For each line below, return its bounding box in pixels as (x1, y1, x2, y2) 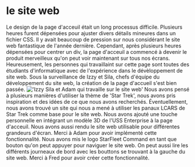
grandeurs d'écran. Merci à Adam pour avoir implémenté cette (6, 129, 157, 136)
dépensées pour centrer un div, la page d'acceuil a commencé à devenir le (6, 48, 187, 55)
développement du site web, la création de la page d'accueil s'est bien (6, 79, 177, 86)
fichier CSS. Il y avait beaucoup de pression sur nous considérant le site (6, 36, 180, 43)
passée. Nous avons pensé (6, 86, 190, 93)
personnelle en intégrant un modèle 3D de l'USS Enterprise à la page (6, 117, 173, 124)
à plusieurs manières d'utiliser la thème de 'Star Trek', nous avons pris (6, 92, 176, 99)
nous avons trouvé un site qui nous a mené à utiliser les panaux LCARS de (6, 104, 186, 111)
